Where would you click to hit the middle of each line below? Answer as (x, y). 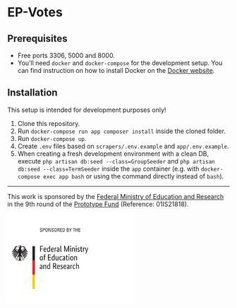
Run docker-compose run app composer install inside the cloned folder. (121, 131)
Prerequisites (37, 39)
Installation (32, 93)
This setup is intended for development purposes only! (87, 110)
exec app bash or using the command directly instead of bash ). (134, 176)
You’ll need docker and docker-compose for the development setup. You (120, 63)
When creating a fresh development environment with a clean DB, (113, 154)
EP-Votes (35, 12)
